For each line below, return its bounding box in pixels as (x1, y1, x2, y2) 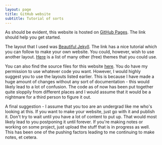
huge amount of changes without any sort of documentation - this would (5, 79, 150, 85)
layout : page (5, 7, 31, 12)
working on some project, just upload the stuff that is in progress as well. (5, 124, 150, 130)
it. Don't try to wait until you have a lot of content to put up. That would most (5, 114, 157, 120)
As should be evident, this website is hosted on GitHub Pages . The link (5, 29, 146, 35)
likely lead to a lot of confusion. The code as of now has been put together (5, 84, 154, 90)
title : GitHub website (5, 12, 51, 16)
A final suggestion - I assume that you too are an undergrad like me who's (5, 103, 152, 109)
